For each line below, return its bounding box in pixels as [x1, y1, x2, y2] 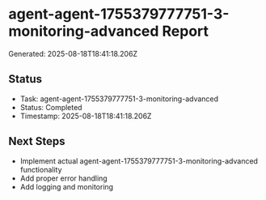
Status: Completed [19, 102, 82, 112]
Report [162, 22, 209, 40]
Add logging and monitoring [19, 181, 114, 191]
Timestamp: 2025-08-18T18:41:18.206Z [19, 111, 152, 121]
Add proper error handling [19, 173, 108, 183]
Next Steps [8, 134, 65, 148]
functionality [19, 164, 62, 174]
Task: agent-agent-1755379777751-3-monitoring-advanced [19, 94, 219, 104]
